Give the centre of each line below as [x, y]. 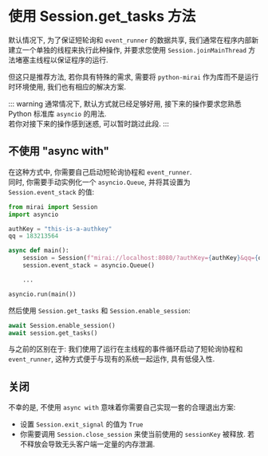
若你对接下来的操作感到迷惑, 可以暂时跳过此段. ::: [89, 124]
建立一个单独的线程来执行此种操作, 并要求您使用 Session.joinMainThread [128, 49]
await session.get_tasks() [53, 333]
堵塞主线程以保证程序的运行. [62, 60]
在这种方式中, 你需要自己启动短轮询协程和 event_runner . [100, 171]
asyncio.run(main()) [43, 294]
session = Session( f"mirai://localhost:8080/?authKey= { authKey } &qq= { [141, 258]
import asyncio [33, 214]
